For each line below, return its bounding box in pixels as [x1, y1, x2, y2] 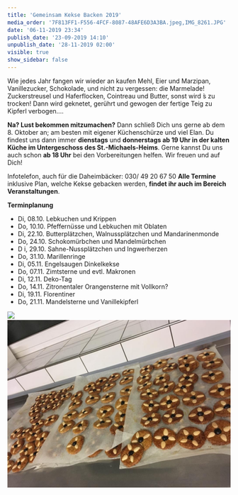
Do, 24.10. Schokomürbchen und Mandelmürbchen [17, 237, 166, 245]
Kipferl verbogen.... [7, 106, 64, 115]
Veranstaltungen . [7, 187, 60, 195]
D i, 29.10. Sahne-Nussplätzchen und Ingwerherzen [17, 245, 168, 253]
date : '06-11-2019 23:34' [7, 26, 84, 33]
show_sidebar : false [7, 57, 69, 64]
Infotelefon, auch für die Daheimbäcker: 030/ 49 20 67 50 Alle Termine [7, 172, 216, 180]
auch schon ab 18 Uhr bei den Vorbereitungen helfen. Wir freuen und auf [7, 150, 221, 159]
